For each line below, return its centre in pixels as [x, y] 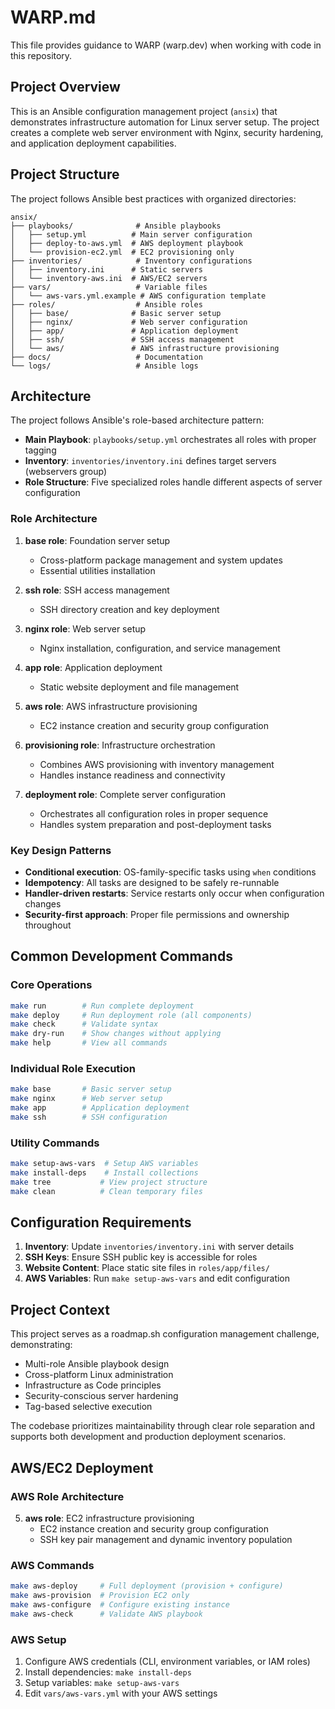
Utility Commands [55, 1143]
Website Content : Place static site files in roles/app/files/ [147, 1268]
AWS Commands [52, 1565]
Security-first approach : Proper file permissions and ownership [157, 914]
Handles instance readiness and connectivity [132, 775]
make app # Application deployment [100, 1108]
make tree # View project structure [109, 1182]
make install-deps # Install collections [104, 1173]
